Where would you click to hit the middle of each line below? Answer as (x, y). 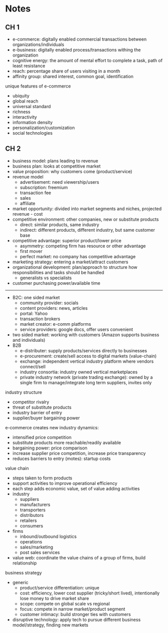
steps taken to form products (42, 478)
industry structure (24, 392)
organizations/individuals (38, 45)
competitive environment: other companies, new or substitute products (85, 219)
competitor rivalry (31, 402)
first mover (31, 251)
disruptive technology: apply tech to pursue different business (76, 619)
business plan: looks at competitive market (56, 166)
